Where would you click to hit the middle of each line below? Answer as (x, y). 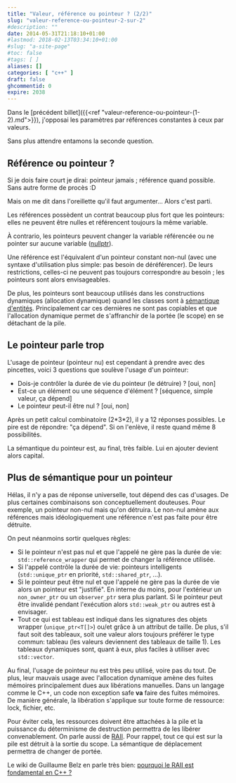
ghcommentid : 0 (29, 86)
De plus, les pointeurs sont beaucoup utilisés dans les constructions (106, 293)
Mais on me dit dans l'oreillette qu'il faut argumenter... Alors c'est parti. (110, 201)
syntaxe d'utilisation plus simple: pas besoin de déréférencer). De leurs (110, 264)
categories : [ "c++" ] (40, 73)
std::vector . (36, 656)
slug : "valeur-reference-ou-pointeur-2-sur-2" (77, 20)
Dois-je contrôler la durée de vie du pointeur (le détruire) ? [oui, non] (117, 383)
